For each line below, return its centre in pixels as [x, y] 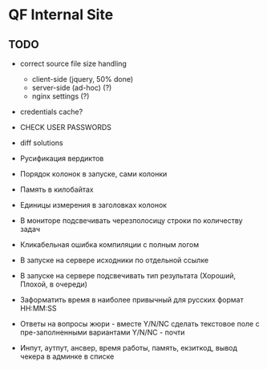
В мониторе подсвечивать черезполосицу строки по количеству [131, 221]
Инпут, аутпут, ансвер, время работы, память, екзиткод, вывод [129, 348]
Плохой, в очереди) [54, 284]
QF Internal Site [61, 15]
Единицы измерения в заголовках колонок [93, 205]
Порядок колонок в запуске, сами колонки [93, 174]
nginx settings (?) [61, 96]
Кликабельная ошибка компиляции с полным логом [109, 245]
